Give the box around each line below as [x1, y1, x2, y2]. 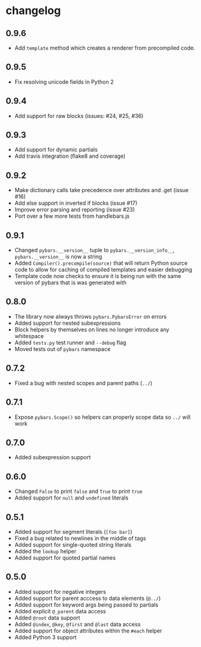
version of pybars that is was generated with [14, 279, 127, 286]
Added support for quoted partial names [14, 554, 116, 561]
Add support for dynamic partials [14, 146, 98, 153]
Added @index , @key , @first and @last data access [14, 620, 141, 627]
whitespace [14, 332, 44, 339]
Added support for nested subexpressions [14, 319, 121, 327]
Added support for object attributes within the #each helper [14, 627, 163, 634]
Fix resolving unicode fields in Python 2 [14, 78, 114, 86]
